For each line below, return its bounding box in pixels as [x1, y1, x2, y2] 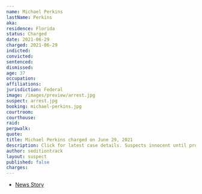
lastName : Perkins [6, 14, 52, 20]
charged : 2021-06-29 [6, 43, 58, 48]
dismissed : [6, 64, 34, 71]
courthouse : [6, 114, 36, 120]
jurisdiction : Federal [6, 87, 63, 93]
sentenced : [6, 59, 34, 65]
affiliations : [6, 81, 42, 87]
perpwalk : [6, 126, 31, 132]
